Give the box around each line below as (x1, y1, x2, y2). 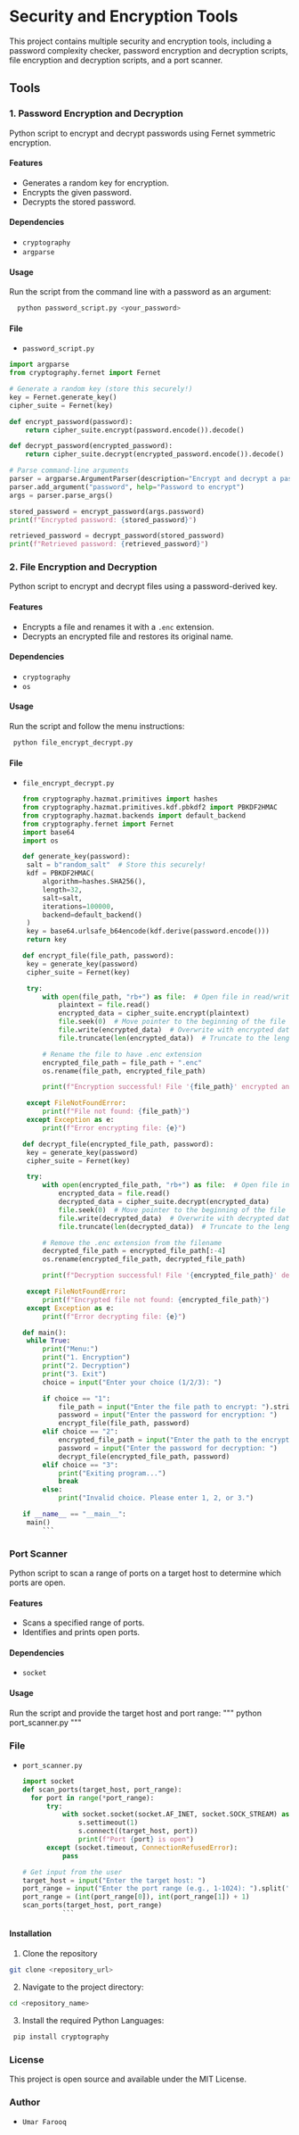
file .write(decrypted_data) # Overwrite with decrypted (58, 1214, 274, 1223)
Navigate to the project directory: (21, 1981, 144, 1992)
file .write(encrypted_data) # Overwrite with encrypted (58, 1026, 274, 1034)
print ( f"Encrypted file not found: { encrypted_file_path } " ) (42, 1295, 270, 1304)
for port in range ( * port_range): (30, 1793, 155, 1802)
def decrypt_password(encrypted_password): (9, 442, 174, 451)
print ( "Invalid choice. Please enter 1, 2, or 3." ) (58, 1493, 255, 1503)
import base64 (21, 827, 75, 836)
